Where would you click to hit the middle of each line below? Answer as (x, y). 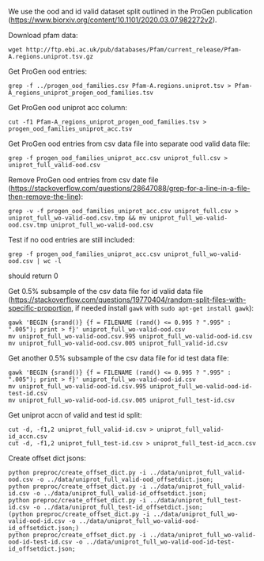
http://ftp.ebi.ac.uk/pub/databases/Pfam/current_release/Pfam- (134, 50)
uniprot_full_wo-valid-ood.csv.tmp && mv (77, 218)
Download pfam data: (43, 35)
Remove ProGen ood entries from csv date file (83, 180)
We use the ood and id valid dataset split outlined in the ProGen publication (130, 11)
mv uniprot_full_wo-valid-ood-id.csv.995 (77, 387)
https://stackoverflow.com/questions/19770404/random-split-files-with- (128, 300)
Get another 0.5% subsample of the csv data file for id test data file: (119, 358)
